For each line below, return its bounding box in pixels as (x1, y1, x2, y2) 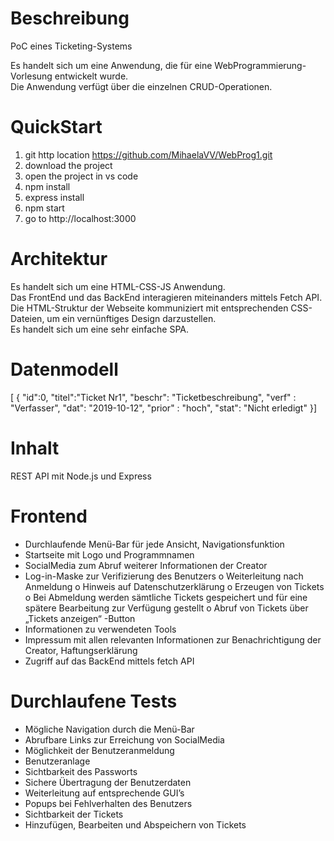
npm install (24, 180, 71, 192)
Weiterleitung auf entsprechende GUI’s (24, 787, 185, 799)
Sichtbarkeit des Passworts (24, 765, 138, 777)
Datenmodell (10, 358, 119, 381)
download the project (24, 159, 113, 171)
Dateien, (10, 312, 45, 324)
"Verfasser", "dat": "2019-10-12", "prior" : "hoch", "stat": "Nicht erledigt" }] (10, 402, 317, 414)
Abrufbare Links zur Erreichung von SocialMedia (24, 733, 225, 746)
